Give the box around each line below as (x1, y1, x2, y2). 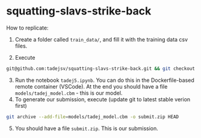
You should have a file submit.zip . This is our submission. (14, 125, 158, 132)
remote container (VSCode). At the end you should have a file (14, 83, 168, 90)
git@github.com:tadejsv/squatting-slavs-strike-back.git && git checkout (6, 65, 196, 72)
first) (14, 102, 27, 109)
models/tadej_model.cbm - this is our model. (14, 89, 123, 96)
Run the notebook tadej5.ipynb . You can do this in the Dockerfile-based (14, 77, 194, 84)
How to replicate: (6, 24, 49, 31)
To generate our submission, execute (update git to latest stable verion (14, 95, 191, 103)
